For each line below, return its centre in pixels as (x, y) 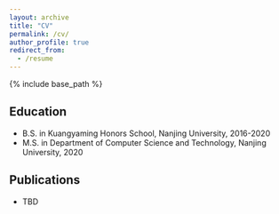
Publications (45, 180)
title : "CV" (31, 26)
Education (38, 112)
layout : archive (39, 17)
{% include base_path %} (56, 84)
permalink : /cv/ (39, 34)
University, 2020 (52, 152)
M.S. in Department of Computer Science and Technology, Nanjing (144, 142)
